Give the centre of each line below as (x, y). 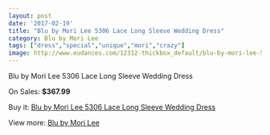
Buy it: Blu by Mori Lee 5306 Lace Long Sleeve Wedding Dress (112, 107)
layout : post (30, 16)
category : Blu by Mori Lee (53, 38)
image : (19, 53)
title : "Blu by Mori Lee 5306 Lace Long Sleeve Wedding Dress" (117, 31)
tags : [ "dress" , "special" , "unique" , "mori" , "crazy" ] (96, 46)
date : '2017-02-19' (41, 23)
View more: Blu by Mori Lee (54, 123)
